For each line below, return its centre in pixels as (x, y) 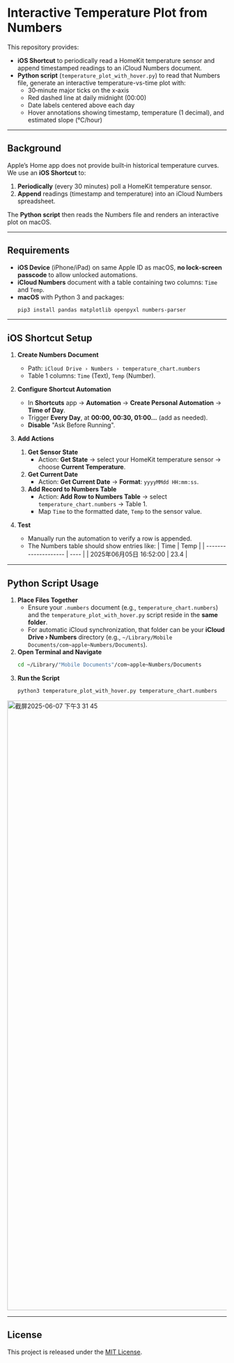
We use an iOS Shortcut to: (47, 172)
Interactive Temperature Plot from (107, 13)
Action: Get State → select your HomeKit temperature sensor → (130, 459)
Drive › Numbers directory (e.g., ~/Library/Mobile (100, 638)
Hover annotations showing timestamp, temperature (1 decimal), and (126, 112)
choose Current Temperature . (82, 467)
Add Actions (36, 439)
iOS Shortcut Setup (50, 338)
